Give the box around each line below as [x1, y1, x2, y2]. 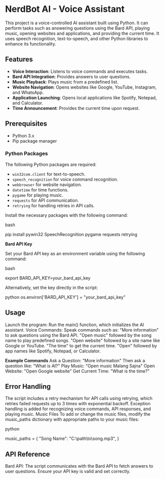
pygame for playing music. [12, 192, 64, 198]
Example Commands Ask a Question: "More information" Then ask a [5, 357, 145, 363]
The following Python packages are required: [5, 161, 97, 167]
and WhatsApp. [12, 89, 44, 95]
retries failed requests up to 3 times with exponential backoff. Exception [5, 401, 151, 407]
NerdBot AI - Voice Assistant [5, 3, 125, 15]
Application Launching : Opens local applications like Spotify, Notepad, [12, 95, 157, 100]
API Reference [5, 450, 50, 458]
